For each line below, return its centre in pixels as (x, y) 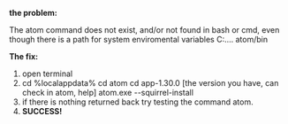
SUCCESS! (42, 111)
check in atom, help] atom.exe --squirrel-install (108, 93)
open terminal (47, 74)
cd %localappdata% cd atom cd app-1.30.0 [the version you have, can (150, 83)
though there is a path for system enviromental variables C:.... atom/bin (139, 39)
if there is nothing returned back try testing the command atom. (137, 102)
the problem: (33, 13)
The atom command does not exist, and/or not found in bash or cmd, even (144, 30)
